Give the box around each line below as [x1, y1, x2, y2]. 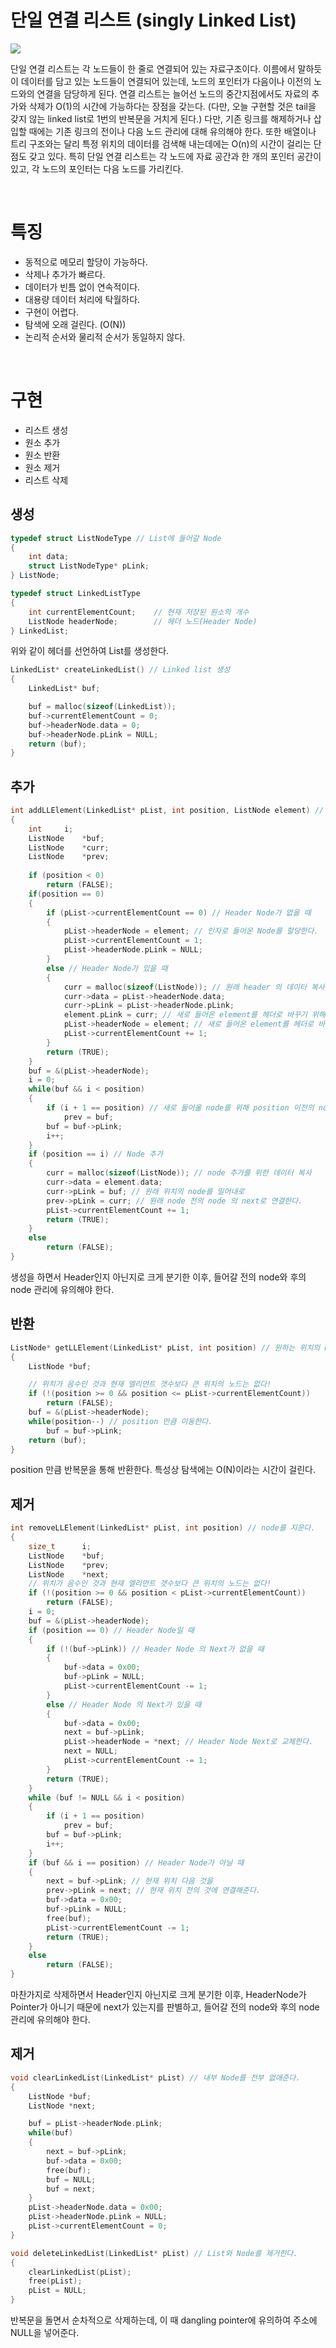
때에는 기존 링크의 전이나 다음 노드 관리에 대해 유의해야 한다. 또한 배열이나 [28, 125, 317, 137]
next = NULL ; [63, 1746, 118, 1756]
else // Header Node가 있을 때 [46, 963, 168, 973]
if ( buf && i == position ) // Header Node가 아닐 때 [28, 1857, 245, 1868]
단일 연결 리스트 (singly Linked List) [10, 9, 297, 32]
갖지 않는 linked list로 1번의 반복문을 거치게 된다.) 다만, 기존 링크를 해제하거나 [10, 112, 312, 125]
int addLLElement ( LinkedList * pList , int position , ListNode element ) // [10, 806, 325, 816]
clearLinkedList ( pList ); [28, 2267, 132, 2277]
